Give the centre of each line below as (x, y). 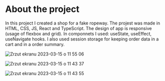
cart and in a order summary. (35, 44)
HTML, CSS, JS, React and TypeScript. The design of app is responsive (79, 28)
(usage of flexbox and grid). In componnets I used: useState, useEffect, (79, 33)
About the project (42, 9)
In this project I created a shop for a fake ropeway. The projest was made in (83, 23)
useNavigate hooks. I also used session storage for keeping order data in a (82, 39)
